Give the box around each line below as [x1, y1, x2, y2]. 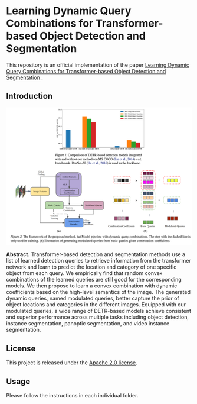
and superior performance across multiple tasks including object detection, [6, 313, 189, 321]
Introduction [6, 91, 53, 101]
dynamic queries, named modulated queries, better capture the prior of [6, 295, 180, 302]
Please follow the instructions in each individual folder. [6, 392, 139, 399]
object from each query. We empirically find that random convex [6, 270, 163, 277]
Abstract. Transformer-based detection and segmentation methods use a [6, 251, 186, 258]
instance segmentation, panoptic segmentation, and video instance [6, 320, 170, 327]
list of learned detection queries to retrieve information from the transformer [6, 257, 191, 264]
